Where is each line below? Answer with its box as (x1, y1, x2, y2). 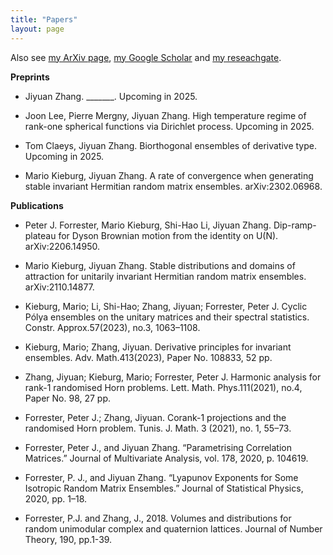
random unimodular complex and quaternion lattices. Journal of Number (24, 522, 323, 535)
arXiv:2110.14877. (24, 281, 95, 293)
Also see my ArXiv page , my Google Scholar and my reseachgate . (10, 51, 282, 63)
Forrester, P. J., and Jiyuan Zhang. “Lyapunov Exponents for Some (24, 471, 299, 483)
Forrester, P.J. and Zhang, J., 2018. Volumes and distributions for (24, 512, 292, 524)
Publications (10, 199, 64, 211)
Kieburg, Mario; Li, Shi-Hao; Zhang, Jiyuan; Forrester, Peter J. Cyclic (24, 300, 308, 312)
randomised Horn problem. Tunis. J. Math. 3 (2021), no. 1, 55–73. (24, 422, 292, 434)
